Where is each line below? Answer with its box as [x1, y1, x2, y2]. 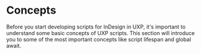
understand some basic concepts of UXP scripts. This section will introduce [6, 29, 195, 36]
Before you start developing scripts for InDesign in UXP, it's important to [6, 23, 186, 30]
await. [6, 42, 22, 49]
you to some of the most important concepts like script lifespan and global [6, 36, 191, 43]
